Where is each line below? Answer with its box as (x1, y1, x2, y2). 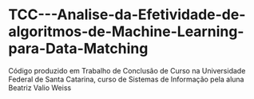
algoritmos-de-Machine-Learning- (8, 22, 244, 41)
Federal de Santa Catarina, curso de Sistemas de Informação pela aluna (8, 74, 244, 84)
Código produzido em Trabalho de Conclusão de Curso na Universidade (8, 65, 246, 75)
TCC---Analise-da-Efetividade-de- (8, 6, 246, 24)
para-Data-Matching (8, 40, 149, 57)
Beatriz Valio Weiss (8, 82, 72, 93)
